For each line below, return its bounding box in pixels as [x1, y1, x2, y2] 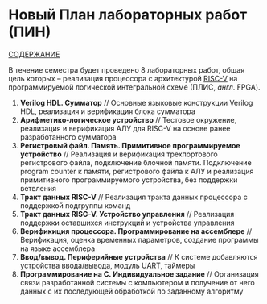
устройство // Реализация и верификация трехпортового [19, 149, 219, 159]
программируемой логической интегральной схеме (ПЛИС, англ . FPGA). [8, 82, 261, 92]
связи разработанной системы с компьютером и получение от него [19, 277, 255, 287]
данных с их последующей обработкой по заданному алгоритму [19, 286, 244, 296]
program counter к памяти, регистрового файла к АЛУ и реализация [19, 166, 254, 176]
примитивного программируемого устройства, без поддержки [19, 175, 238, 185]
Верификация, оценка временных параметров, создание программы [19, 235, 259, 244]
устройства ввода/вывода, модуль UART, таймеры [19, 260, 195, 270]
